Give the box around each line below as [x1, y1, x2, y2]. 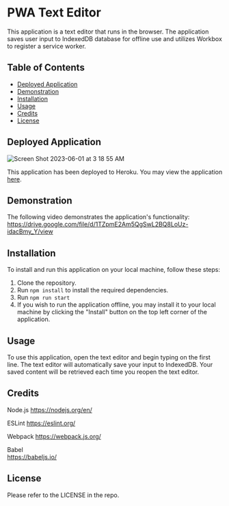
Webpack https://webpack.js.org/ [7, 432, 101, 440]
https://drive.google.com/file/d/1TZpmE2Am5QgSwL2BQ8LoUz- [7, 220, 189, 229]
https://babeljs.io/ [7, 453, 57, 461]
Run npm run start [16, 293, 70, 302]
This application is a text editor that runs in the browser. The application [7, 27, 209, 36]
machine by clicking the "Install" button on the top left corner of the [16, 308, 207, 316]
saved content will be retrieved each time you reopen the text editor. [7, 368, 200, 376]
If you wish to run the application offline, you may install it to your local [16, 301, 217, 309]
